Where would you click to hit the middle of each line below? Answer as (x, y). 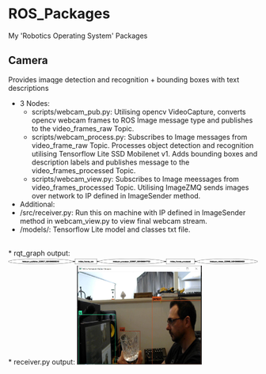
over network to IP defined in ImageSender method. (116, 195)
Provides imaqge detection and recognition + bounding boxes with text (124, 79)
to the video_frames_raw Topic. (83, 128)
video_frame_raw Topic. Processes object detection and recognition (142, 145)
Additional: (37, 204)
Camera (28, 60)
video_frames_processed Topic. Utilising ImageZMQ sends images (140, 187)
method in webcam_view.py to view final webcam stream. (113, 221)
